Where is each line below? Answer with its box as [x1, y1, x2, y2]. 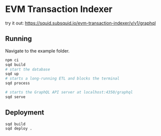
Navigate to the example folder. [5, 47, 70, 53]
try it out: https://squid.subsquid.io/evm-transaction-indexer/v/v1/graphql [5, 20, 156, 26]
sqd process [5, 81, 30, 86]
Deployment [5, 108, 44, 117]
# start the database [5, 66, 50, 72]
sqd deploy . [5, 126, 32, 131]
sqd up [5, 71, 19, 76]
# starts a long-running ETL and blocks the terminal [5, 76, 120, 81]
